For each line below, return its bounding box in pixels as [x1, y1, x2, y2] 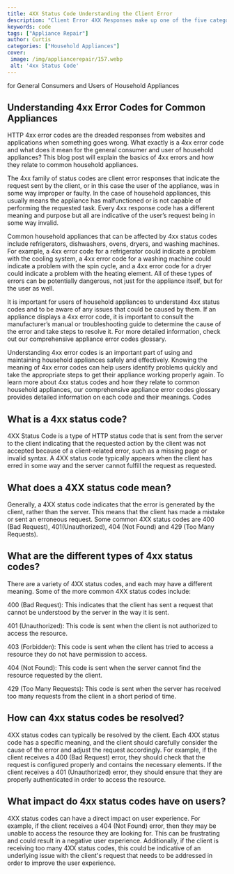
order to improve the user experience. [7, 859, 116, 867]
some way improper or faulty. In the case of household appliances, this [7, 189, 211, 198]
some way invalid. [7, 219, 59, 227]
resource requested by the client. [7, 671, 103, 679]
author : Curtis [7, 36, 52, 43]
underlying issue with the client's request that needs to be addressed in [7, 851, 213, 859]
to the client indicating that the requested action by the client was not [7, 439, 206, 448]
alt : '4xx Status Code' [10, 62, 79, 69]
